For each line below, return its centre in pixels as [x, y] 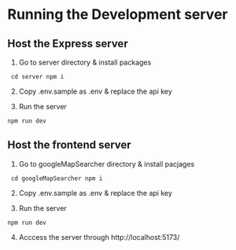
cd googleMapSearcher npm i [57, 178]
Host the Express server [68, 44]
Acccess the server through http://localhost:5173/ [99, 237]
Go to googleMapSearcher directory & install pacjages [107, 164]
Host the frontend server [69, 145]
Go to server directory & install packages [85, 62]
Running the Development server [118, 15]
